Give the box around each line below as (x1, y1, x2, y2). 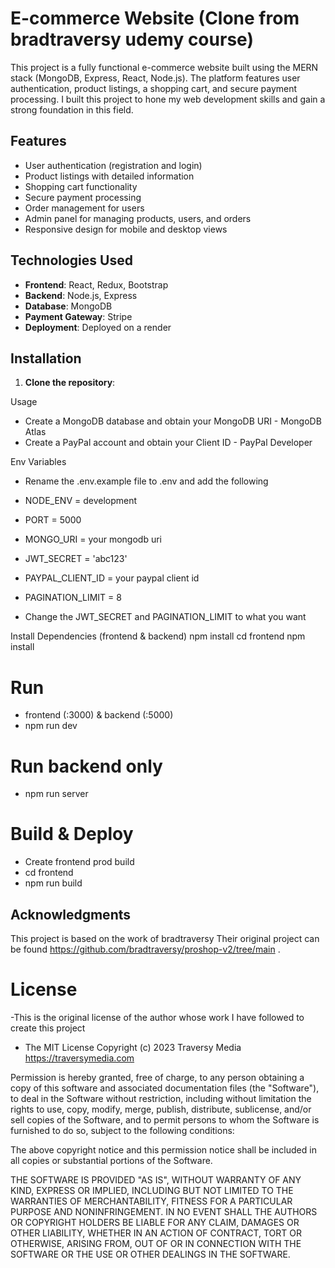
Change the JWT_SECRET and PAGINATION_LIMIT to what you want (24, 611, 307, 623)
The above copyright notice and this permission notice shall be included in (10, 1143, 317, 1156)
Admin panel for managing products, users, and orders (24, 212, 252, 224)
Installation (10, 350, 82, 367)
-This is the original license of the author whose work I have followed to (10, 1011, 305, 1023)
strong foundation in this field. (10, 103, 134, 116)
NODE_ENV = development (24, 495, 138, 507)
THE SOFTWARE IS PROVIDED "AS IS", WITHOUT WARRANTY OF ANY (10, 1173, 302, 1186)
